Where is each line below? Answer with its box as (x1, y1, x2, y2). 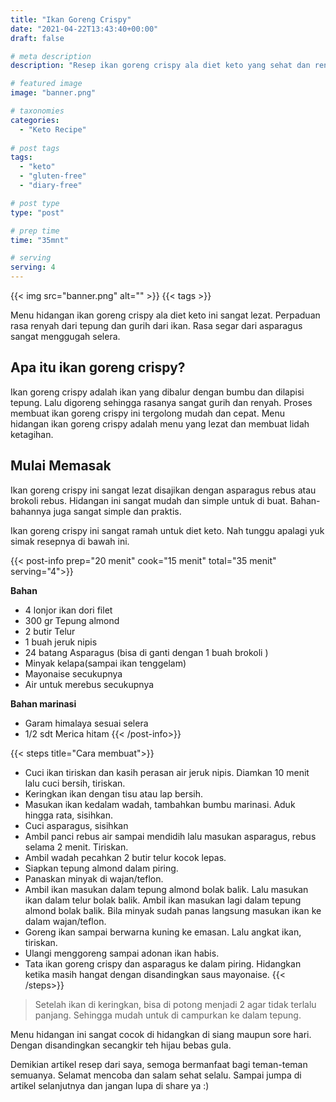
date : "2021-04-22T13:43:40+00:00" (10, 24, 159, 34)
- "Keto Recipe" (19, 124, 87, 135)
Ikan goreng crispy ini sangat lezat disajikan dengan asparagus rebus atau (10, 484, 317, 496)
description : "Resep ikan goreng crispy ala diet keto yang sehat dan (10, 61, 311, 71)
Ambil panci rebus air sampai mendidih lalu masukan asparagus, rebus (24, 830, 317, 842)
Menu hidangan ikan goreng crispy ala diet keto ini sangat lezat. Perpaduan (10, 309, 321, 321)
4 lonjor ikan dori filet (24, 604, 113, 616)
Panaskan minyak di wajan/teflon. (24, 872, 164, 885)
